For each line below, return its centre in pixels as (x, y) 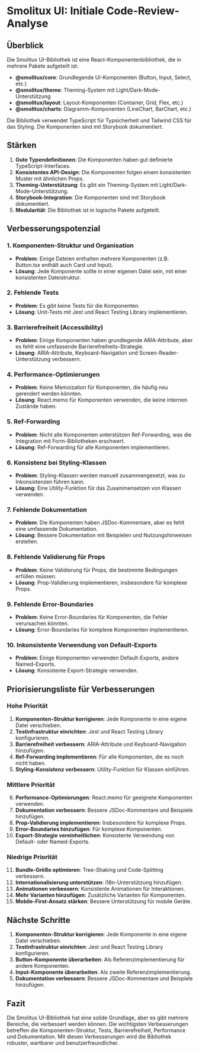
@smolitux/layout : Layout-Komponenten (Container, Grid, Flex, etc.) (99, 103)
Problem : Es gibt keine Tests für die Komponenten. (77, 305)
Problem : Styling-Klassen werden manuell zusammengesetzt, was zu (100, 475)
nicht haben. (31, 763)
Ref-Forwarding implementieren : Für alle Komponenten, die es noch (99, 757)
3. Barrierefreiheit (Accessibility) (55, 327)
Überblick (25, 45)
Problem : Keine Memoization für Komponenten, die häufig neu (92, 387)
